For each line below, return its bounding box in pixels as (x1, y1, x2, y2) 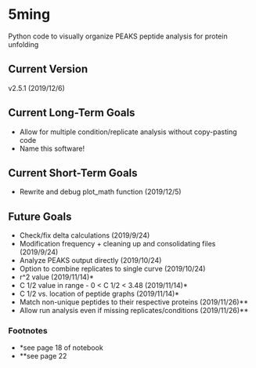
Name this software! (19, 144, 85, 153)
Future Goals (8, 210, 72, 223)
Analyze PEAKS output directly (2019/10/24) (19, 256, 162, 265)
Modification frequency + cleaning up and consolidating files (19, 239, 216, 249)
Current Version (8, 63, 88, 76)
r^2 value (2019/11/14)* (19, 272, 94, 282)
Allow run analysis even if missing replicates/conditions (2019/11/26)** (19, 306, 249, 315)
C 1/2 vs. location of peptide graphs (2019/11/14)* (19, 289, 180, 299)
